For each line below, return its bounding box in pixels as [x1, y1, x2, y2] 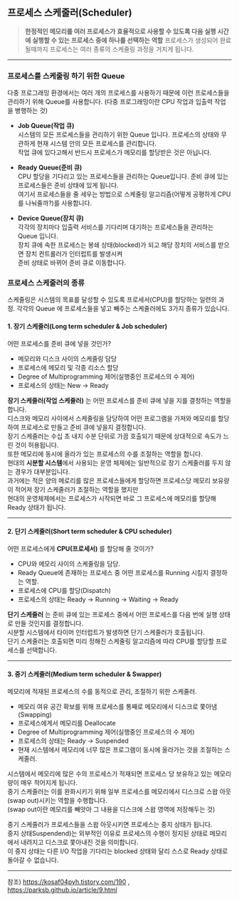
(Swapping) [17, 710, 52, 719]
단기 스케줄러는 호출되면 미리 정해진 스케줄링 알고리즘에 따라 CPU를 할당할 [7, 636, 215, 646]
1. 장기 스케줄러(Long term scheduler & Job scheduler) [7, 322, 168, 330]
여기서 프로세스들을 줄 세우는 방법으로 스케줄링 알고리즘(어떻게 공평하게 [17, 190, 216, 199]
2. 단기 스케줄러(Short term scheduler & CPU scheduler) [7, 527, 172, 536]
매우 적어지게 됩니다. [20, 779, 78, 787]
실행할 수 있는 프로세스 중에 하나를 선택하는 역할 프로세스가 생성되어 [31, 36, 218, 44]
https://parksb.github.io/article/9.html [7, 885, 117, 895]
